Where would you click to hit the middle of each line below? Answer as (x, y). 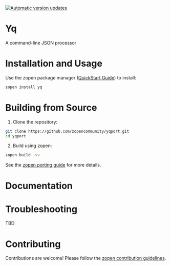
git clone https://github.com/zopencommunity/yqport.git (67, 131)
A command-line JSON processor (41, 43)
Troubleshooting (41, 209)
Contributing (33, 244)
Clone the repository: (35, 122)
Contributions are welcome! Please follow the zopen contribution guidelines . (86, 258)
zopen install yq (24, 87)
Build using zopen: (32, 146)
